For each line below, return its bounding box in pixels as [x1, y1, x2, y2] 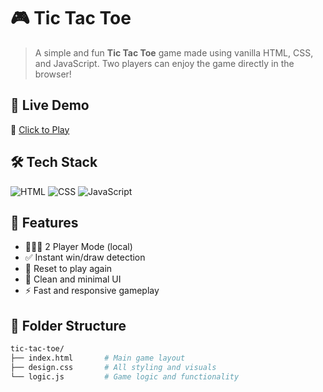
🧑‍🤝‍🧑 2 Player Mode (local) [24, 241, 133, 253]
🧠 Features [10, 214, 79, 231]
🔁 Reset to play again [24, 263, 113, 275]
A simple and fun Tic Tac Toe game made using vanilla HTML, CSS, [34, 46, 314, 59]
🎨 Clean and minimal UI [24, 273, 122, 285]
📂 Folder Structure [10, 317, 127, 334]
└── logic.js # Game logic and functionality [10, 371, 240, 382]
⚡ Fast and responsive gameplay [24, 285, 160, 297]
